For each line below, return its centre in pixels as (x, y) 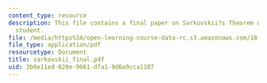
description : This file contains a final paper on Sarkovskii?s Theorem (131, 23)
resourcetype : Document (48, 52)
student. (30, 30)
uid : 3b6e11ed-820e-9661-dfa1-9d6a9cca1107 (81, 67)
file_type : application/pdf (55, 45)
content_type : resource (48, 15)
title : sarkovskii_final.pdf (56, 60)
